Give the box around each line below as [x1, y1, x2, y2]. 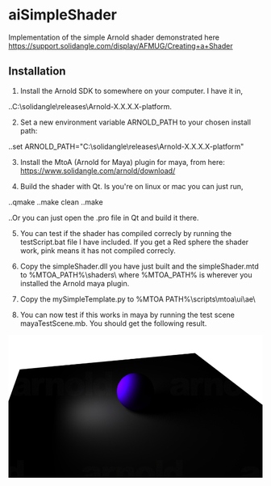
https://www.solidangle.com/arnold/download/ [19, 166, 176, 175]
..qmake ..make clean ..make [8, 197, 103, 207]
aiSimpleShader [8, 6, 117, 24]
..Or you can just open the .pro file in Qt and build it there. [8, 213, 199, 222]
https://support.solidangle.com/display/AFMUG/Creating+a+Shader [8, 40, 233, 50]
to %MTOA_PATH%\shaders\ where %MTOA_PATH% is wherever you [19, 269, 252, 280]
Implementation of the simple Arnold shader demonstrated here [8, 32, 220, 42]
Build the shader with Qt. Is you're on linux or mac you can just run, [19, 181, 244, 191]
